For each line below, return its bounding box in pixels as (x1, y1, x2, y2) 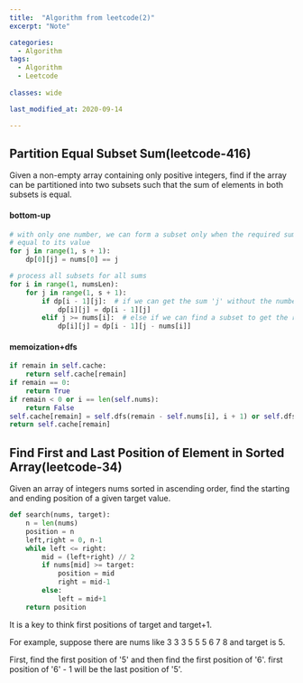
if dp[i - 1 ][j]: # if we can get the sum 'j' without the (41, 296, 272, 305)
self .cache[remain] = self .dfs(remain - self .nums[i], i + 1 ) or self (9, 412, 280, 421)
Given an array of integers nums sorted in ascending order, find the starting (9, 483, 290, 494)
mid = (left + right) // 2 (41, 552, 135, 561)
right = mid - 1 (57, 577, 111, 587)
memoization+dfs (9, 341, 78, 352)
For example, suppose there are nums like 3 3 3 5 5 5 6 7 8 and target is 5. (9, 636, 286, 647)
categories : (9, 38, 54, 47)
